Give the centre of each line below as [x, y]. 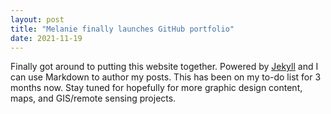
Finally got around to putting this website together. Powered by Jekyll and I [164, 67]
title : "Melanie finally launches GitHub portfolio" [122, 29]
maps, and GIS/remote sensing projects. [93, 98]
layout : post [37, 19]
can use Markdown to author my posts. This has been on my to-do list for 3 [166, 77]
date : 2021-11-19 [46, 38]
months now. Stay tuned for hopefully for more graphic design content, [156, 88]
